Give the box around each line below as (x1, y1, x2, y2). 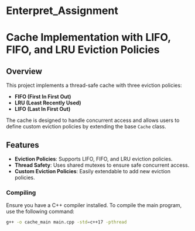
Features (6, 140, 39, 150)
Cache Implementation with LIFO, (6, 31, 171, 44)
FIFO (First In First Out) (14, 93, 71, 100)
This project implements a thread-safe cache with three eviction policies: (6, 82, 182, 89)
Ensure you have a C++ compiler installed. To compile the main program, (6, 202, 182, 209)
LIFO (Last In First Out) (14, 106, 71, 113)
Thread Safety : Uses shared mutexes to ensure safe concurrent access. (14, 162, 190, 169)
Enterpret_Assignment (6, 4, 118, 17)
